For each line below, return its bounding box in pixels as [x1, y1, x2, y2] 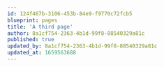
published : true [7, 36, 54, 43]
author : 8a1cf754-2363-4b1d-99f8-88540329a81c [7, 29, 145, 37]
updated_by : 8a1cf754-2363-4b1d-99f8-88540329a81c [7, 43, 158, 50]
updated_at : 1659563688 [7, 50, 77, 57]
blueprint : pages [7, 17, 58, 24]
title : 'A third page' [7, 23, 73, 30]
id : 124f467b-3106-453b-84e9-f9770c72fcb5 [7, 10, 133, 17]
